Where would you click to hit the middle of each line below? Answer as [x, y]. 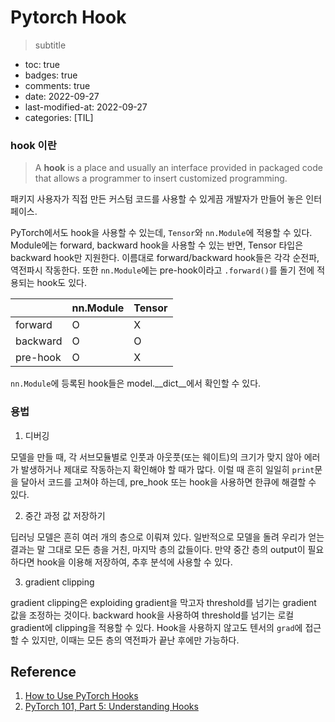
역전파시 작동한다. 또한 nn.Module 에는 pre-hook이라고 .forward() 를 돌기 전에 [162, 270]
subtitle [50, 45]
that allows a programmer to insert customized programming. [161, 178]
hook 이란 [33, 145]
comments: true [57, 85]
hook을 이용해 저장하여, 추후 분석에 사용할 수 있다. [134, 562]
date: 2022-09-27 [62, 96]
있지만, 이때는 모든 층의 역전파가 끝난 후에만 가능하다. [135, 640]
